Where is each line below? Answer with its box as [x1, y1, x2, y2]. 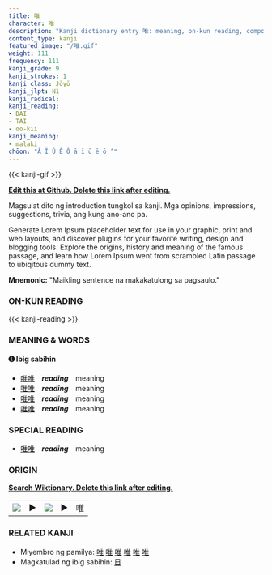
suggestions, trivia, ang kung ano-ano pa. [8, 210, 148, 219]
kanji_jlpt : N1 [8, 87, 60, 96]
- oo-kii [8, 125, 38, 133]
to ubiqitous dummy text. [8, 260, 91, 270]
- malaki [8, 139, 38, 148]
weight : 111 [8, 49, 49, 57]
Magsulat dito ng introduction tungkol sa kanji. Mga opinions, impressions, [8, 201, 257, 211]
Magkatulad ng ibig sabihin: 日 [19, 556, 121, 567]
